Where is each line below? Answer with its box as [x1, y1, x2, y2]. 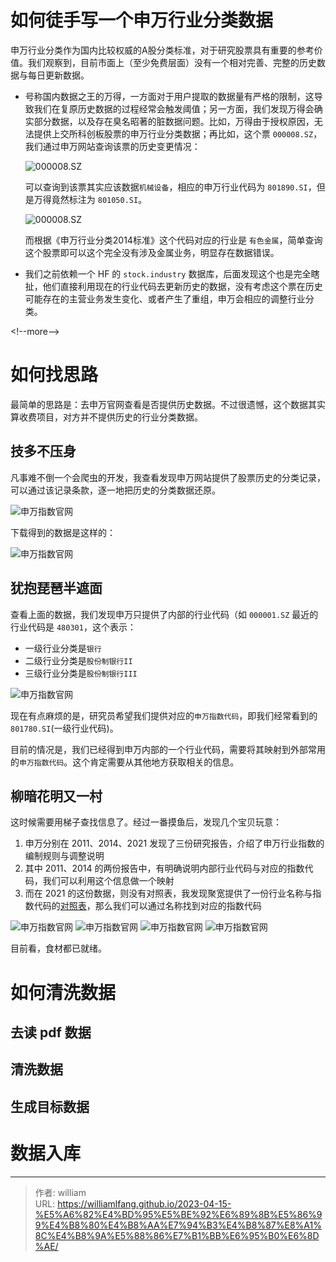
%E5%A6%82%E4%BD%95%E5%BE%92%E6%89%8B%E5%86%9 [34, 1208, 323, 1220]
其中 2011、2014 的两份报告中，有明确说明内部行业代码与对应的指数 [24, 862, 305, 875]
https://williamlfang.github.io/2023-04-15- [57, 1197, 232, 1210]
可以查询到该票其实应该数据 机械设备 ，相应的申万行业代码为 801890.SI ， [24, 181, 317, 193]
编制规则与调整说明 [24, 850, 105, 862]
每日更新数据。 [27, 69, 90, 81]
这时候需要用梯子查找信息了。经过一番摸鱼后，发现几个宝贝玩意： [10, 816, 282, 828]
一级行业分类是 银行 [24, 642, 102, 654]
